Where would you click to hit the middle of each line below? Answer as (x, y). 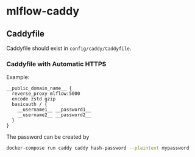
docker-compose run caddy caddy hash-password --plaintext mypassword (98, 148)
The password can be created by (48, 137)
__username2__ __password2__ (54, 115)
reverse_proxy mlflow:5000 (46, 94)
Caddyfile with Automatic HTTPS (56, 64)
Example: (18, 77)
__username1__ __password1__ (54, 110)
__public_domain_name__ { (39, 89)
